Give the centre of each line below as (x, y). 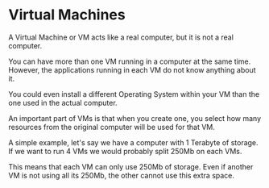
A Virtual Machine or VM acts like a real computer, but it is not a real (121, 37)
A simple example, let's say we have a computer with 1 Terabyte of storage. (134, 142)
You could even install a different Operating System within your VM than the (134, 94)
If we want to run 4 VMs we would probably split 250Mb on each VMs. (125, 151)
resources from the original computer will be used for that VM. (112, 127)
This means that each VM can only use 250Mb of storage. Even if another (131, 166)
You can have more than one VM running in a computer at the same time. (130, 61)
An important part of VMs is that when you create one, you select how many (135, 118)
